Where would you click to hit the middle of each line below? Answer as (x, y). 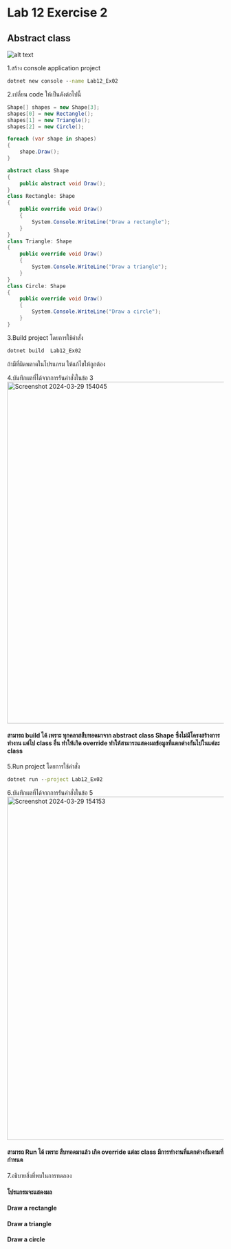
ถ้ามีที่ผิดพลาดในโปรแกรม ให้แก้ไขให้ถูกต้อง (56, 364)
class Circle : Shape (37, 286)
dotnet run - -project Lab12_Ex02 (55, 779)
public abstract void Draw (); (63, 183)
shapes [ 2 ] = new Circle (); (46, 126)
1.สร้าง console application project (54, 68)
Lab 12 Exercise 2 (57, 13)
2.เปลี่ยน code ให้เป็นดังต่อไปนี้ (44, 94)
